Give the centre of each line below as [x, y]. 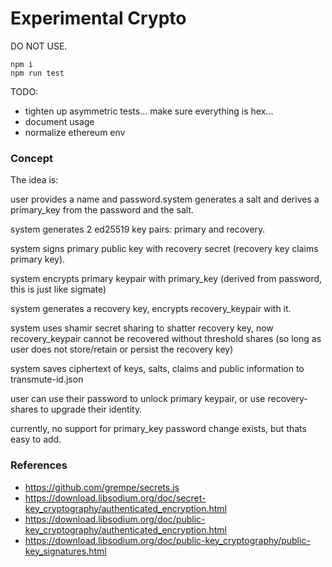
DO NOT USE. [39, 46]
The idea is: [34, 180]
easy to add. [36, 439]
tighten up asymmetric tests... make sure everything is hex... [149, 111]
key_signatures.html [65, 551]
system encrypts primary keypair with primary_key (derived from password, [166, 279]
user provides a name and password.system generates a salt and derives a [165, 199]
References [39, 465]
